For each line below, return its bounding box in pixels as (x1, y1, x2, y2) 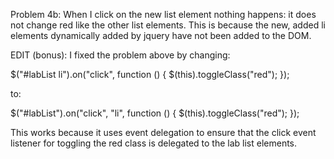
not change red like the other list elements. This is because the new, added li (10, 19, 326, 31)
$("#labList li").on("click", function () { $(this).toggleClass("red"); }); (10, 69, 290, 80)
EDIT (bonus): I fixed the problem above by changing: (10, 49, 231, 61)
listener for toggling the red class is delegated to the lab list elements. (10, 137, 298, 149)
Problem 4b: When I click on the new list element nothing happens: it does (10, 9, 317, 20)
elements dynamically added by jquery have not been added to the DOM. (10, 30, 312, 41)
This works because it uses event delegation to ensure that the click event (10, 127, 317, 138)
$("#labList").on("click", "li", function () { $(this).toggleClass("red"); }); (10, 107, 300, 119)
